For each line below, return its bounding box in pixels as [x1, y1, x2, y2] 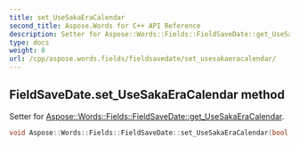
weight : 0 [9, 46, 46, 55]
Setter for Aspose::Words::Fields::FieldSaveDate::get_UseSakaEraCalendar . [9, 110, 285, 121]
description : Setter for [9, 29, 101, 38]
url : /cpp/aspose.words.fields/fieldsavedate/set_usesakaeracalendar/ [9, 54, 277, 63]
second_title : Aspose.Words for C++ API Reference [9, 21, 201, 30]
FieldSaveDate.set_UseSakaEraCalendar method [9, 87, 285, 102]
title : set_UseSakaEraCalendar [9, 12, 125, 22]
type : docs [9, 37, 50, 47]
